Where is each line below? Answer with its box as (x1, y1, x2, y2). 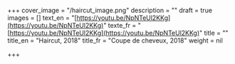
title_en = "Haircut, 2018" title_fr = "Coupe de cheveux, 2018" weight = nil (7, 36, 223, 45)
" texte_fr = (103, 21, 137, 29)
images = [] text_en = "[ (7, 14, 77, 22)
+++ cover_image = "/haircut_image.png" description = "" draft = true (7, 6, 212, 14)
